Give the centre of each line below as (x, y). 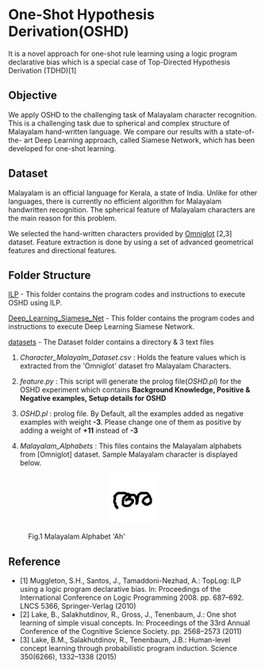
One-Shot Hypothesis (81, 15)
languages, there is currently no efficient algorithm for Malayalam (115, 201)
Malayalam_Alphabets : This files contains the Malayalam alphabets (131, 446)
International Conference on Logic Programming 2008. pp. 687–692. (132, 597)
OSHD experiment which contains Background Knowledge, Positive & (135, 390)
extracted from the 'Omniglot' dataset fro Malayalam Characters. (125, 366)
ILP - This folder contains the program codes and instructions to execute (127, 294)
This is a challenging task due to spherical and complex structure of (119, 123)
